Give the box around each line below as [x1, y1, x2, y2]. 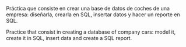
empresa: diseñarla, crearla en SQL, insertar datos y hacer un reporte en [6, 11, 181, 18]
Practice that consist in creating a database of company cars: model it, [6, 28, 176, 35]
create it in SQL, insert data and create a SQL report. [6, 35, 132, 41]
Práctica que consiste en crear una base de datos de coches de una [6, 5, 170, 12]
